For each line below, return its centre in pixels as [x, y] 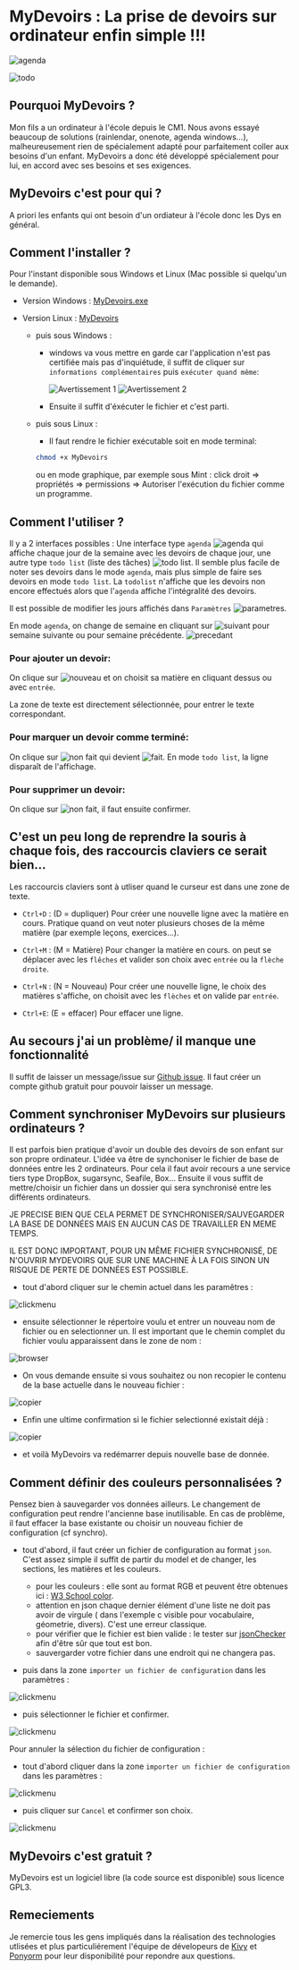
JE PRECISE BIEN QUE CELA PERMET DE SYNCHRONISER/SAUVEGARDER [147, 1215]
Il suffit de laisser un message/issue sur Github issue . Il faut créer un [135, 1076]
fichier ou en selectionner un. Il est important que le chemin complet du [154, 1331]
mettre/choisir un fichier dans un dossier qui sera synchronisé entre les [141, 1188]
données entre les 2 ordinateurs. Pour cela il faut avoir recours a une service [150, 1168]
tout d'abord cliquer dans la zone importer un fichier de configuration [156, 1766]
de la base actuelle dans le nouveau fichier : [103, 1385]
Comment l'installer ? [70, 252]
